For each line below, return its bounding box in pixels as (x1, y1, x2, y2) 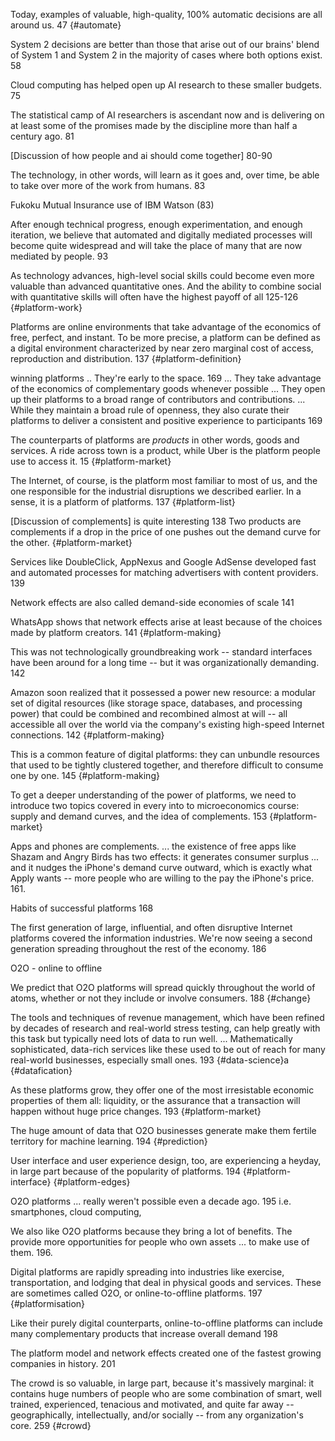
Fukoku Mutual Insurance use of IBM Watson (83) (10, 199, 215, 211)
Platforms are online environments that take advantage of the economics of (10, 321, 322, 333)
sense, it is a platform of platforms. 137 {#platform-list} (10, 496, 236, 508)
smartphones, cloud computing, (10, 1206, 142, 1218)
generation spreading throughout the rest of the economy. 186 (10, 943, 267, 954)
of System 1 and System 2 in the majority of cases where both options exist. (10, 49, 323, 61)
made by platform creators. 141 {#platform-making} (10, 627, 222, 638)
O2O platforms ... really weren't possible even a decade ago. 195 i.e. (10, 1195, 292, 1207)
